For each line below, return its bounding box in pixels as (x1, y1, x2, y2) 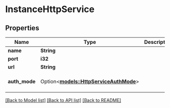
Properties (5, 24, 39, 32)
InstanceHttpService (5, 4, 95, 15)
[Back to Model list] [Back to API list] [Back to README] (5, 97, 121, 103)
